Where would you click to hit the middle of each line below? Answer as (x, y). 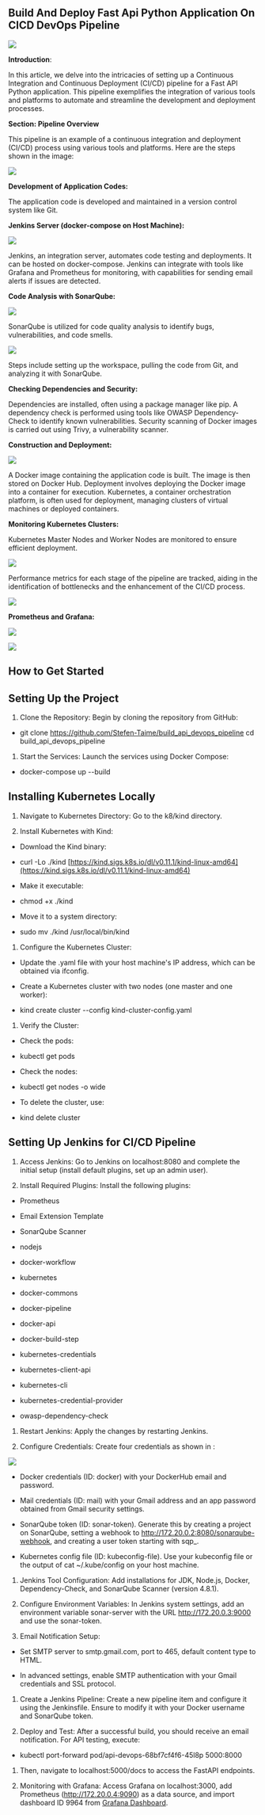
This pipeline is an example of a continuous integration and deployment (125, 139)
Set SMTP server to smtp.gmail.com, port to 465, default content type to (138, 1651)
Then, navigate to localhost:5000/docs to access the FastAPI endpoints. (137, 1770)
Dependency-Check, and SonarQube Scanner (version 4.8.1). (119, 1588)
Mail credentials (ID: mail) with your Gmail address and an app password (138, 1500)
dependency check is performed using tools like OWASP (100, 412)
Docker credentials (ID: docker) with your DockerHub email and (123, 1477)
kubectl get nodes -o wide (62, 1087)
